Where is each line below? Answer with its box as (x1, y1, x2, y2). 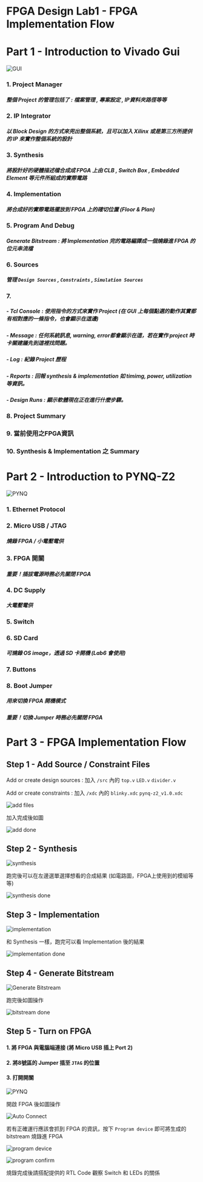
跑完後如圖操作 (6, 997, 44, 1004)
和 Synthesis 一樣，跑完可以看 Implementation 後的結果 (6, 938, 145, 945)
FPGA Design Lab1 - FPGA (6, 4, 138, 18)
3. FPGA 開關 (6, 554, 44, 562)
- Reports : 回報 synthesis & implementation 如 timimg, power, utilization (6, 372, 192, 379)
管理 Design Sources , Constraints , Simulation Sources (6, 276, 144, 284)
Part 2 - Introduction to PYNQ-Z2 (6, 470, 176, 484)
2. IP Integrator (6, 112, 52, 120)
